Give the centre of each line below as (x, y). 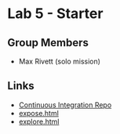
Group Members (48, 43)
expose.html (39, 113)
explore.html (39, 121)
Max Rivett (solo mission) (60, 61)
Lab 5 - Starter (55, 14)
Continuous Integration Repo (65, 105)
